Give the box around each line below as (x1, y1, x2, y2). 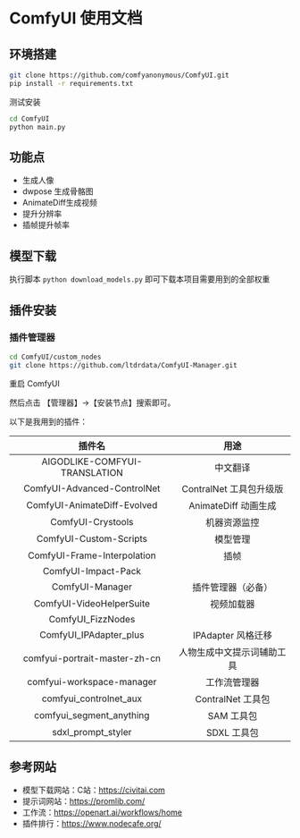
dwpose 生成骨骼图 (21, 186, 94, 197)
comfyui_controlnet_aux (41, 692, 143, 705)
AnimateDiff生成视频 (21, 198, 98, 208)
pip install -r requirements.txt (9, 79, 134, 88)
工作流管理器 (204, 676, 260, 689)
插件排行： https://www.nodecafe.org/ (21, 818, 162, 829)
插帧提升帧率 (21, 220, 70, 231)
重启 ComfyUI (9, 377, 61, 389)
